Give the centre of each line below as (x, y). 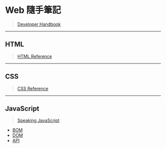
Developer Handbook (39, 24)
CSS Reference (33, 88)
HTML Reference (35, 56)
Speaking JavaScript (38, 121)
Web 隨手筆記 (33, 10)
